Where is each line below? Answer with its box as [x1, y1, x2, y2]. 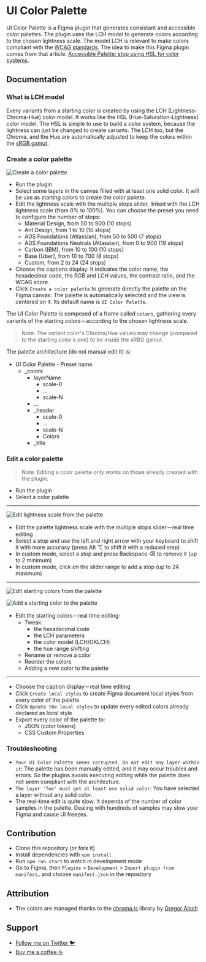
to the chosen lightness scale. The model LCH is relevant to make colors [6, 37, 189, 44]
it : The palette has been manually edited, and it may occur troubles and [15, 765, 198, 772]
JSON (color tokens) [24, 723, 77, 730]
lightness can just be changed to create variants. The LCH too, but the [6, 126, 184, 134]
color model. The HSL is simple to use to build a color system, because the [6, 120, 196, 127]
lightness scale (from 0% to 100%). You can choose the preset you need [15, 206, 199, 214]
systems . [6, 56, 29, 64]
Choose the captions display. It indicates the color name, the [15, 265, 169, 273]
